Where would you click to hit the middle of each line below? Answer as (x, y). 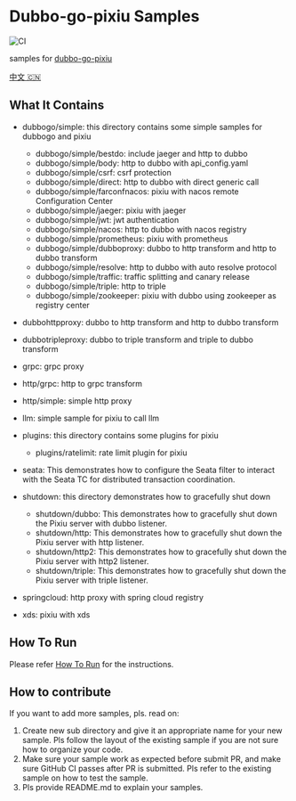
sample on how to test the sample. (85, 778)
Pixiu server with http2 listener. (92, 561)
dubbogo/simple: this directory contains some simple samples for (142, 127)
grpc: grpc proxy (53, 366)
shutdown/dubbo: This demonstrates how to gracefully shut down (156, 513)
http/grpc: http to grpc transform (82, 383)
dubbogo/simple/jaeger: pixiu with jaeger (111, 210)
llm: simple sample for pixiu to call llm (91, 418)
